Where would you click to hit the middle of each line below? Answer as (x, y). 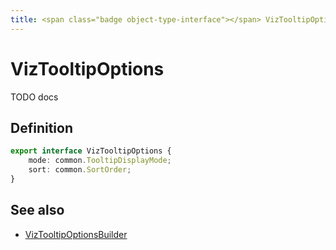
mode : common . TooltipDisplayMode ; (100, 161)
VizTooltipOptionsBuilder (76, 234)
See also (37, 210)
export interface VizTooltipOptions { (91, 151)
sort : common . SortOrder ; (80, 170)
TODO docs (34, 97)
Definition (41, 127)
